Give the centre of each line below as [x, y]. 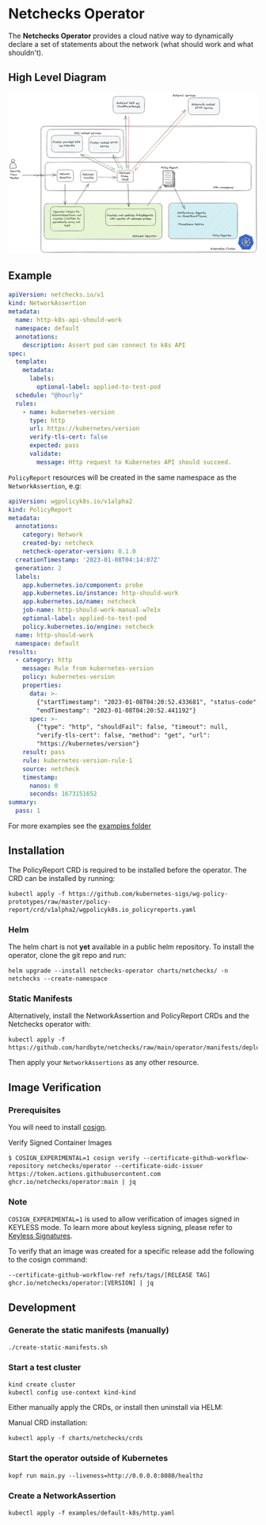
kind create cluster [42, 1385]
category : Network [53, 535]
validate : [45, 454]
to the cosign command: [48, 1260]
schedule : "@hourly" [49, 395]
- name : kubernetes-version [68, 412]
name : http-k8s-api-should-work [69, 320]
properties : [42, 686]
